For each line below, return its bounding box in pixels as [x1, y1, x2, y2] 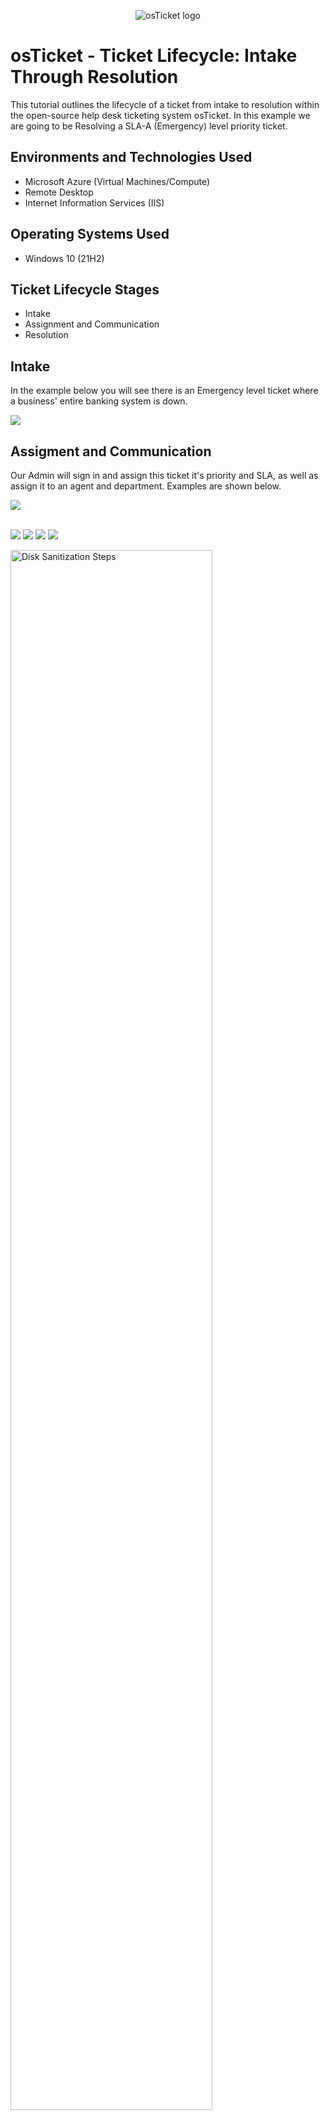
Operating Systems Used [10, 226, 170, 243]
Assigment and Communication [10, 443, 212, 460]
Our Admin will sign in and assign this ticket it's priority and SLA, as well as [10, 470, 319, 481]
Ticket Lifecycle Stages [10, 281, 160, 298]
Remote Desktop [24, 186, 94, 198]
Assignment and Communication [24, 318, 160, 330]
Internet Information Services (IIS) [24, 196, 165, 209]
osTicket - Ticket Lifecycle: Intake [10, 45, 298, 67]
